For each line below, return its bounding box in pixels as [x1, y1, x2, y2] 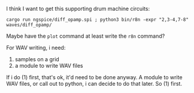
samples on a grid [14, 56, 60, 62]
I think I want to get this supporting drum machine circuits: [6, 5, 150, 12]
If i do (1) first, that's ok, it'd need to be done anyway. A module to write [6, 74, 183, 80]
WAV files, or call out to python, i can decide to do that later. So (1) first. [6, 80, 183, 87]
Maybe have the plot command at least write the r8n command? [6, 32, 165, 40]
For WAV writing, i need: [6, 44, 66, 51]
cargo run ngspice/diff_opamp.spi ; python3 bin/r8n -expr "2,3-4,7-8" [6, 17, 189, 23]
